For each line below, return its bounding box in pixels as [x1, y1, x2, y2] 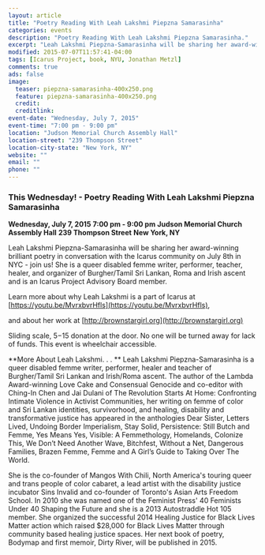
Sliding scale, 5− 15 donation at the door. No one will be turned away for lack [8, 331, 256, 340]
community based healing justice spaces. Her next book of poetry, [8, 530, 225, 539]
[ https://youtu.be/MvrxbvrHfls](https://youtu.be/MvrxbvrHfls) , [8, 301, 211, 310]
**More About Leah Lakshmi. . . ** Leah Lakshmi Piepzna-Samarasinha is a [8, 354, 255, 364]
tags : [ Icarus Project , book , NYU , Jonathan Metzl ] [8, 56, 181, 64]
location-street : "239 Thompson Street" [8, 136, 144, 144]
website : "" [8, 151, 47, 159]
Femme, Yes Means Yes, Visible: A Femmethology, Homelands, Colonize [8, 430, 244, 440]
